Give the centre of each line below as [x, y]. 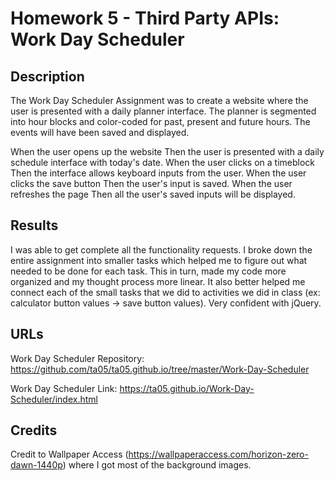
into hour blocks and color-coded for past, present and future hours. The [160, 121]
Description [47, 76]
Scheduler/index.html [54, 399]
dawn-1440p [36, 465]
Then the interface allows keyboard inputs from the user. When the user [158, 173]
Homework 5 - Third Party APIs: [145, 18]
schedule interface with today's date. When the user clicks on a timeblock [163, 162]
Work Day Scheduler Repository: [77, 358]
